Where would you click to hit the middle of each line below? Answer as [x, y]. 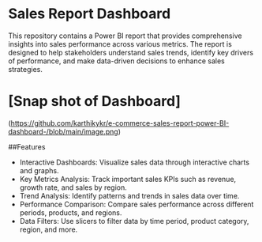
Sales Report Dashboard [90, 14]
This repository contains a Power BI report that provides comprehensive [125, 36]
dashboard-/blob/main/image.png [63, 131]
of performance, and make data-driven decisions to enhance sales [116, 61]
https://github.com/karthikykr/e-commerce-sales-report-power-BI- [120, 123]
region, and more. [49, 229]
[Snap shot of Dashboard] [95, 102]
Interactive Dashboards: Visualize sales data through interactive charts [135, 162]
